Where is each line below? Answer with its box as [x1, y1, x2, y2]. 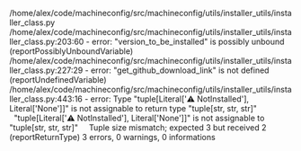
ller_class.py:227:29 [9, 65, 84, 75]
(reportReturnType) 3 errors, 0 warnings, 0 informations [9, 132, 216, 142]
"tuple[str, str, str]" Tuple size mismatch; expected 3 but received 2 [9, 122, 267, 133]
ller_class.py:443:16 [9, 93, 84, 104]
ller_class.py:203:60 [9, 36, 84, 47]
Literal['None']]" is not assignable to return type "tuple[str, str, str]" [9, 103, 258, 113]
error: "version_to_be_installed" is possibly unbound [91, 36, 285, 47]
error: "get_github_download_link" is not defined [90, 65, 270, 75]
